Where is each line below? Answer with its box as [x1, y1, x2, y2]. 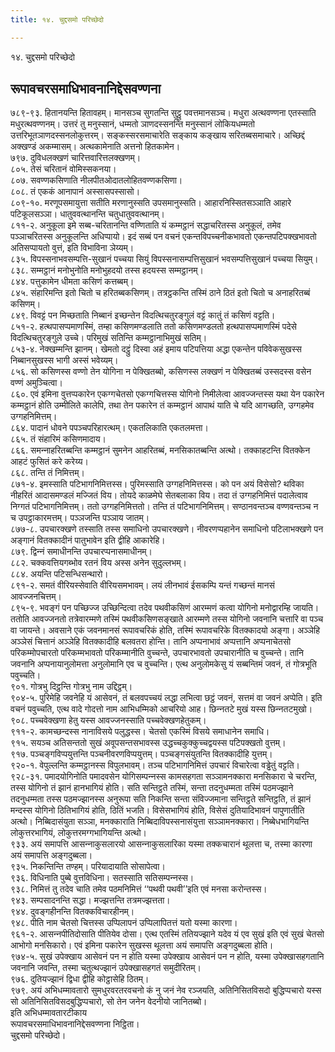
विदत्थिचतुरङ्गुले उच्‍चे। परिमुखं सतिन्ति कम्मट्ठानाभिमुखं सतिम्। [10, 332, 208, 344]
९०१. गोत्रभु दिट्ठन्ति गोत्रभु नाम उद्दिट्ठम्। [10, 681, 133, 693]
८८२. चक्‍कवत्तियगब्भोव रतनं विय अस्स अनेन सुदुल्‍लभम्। [10, 557, 187, 569]
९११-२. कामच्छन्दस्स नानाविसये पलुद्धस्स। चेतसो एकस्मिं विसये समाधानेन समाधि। [10, 726, 270, 738]
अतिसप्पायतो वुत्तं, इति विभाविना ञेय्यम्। [10, 242, 135, 254]
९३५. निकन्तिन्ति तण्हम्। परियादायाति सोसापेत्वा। [10, 861, 166, 873]
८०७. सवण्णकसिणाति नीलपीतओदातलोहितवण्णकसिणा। [10, 174, 183, 186]
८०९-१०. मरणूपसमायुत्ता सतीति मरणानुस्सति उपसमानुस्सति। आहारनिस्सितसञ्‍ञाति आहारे [10, 197, 292, 209]
